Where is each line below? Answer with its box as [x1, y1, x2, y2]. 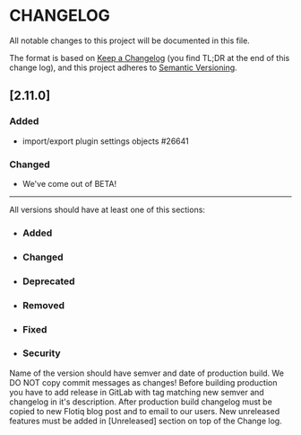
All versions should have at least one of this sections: [9, 204, 206, 215]
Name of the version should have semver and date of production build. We [9, 368, 285, 378]
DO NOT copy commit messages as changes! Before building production [9, 377, 278, 387]
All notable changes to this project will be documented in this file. [9, 35, 251, 46]
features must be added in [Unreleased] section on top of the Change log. [9, 415, 282, 426]
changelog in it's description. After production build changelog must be [9, 396, 273, 407]
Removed [21, 298, 65, 311]
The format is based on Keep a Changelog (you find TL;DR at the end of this [9, 52, 290, 63]
